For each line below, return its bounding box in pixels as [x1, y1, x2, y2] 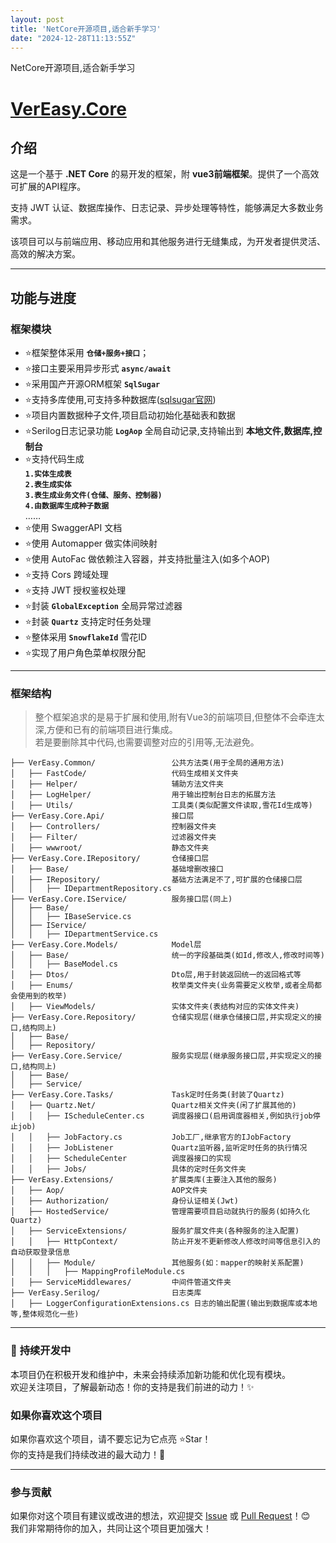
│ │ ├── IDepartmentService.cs [10, 929, 159, 940]
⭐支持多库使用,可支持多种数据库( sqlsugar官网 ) [24, 394, 217, 406]
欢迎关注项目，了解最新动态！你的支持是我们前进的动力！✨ [10, 1381, 255, 1393]
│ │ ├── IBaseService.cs [10, 912, 132, 922]
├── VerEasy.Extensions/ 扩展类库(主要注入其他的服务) [10, 1175, 278, 1185]
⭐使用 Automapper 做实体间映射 [24, 537, 158, 550]
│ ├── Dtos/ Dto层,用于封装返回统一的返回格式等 [10, 970, 302, 980]
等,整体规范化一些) [10, 1309, 80, 1320]
